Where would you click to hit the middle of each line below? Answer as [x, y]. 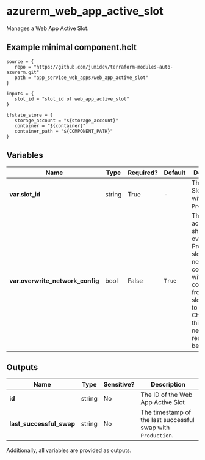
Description [168, 385]
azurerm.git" [23, 72]
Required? [143, 172]
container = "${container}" [50, 126]
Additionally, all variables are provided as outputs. [69, 450]
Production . [157, 436]
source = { [20, 61]
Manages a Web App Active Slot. [48, 28]
